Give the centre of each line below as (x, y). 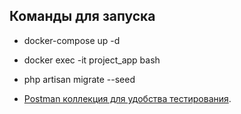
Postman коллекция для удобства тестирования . (127, 98)
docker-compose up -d (72, 40)
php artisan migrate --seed (79, 79)
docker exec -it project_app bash (92, 60)
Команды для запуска (82, 16)
